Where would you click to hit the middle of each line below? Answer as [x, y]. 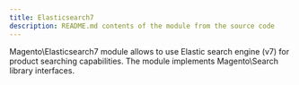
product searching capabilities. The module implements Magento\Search [144, 61]
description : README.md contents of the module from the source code [142, 26]
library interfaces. [42, 70]
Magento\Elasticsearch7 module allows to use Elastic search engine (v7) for [149, 51]
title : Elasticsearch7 [52, 17]
